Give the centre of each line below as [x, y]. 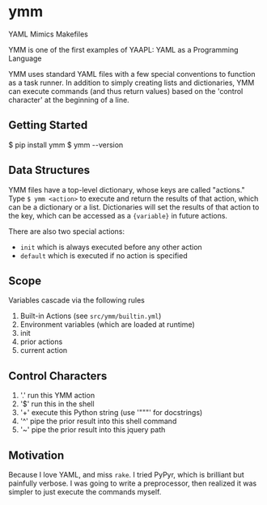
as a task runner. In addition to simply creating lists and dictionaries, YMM [131, 83]
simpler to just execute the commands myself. [85, 492]
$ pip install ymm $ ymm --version [66, 145]
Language [25, 58]
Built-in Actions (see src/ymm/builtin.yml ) [91, 316]
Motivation [36, 455]
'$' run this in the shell [57, 404]
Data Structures [49, 170]
